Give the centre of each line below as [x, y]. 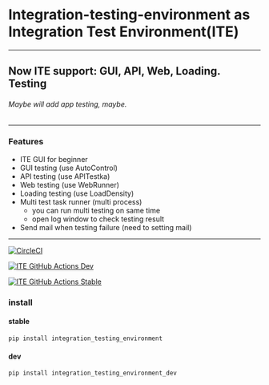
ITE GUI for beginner [54, 159]
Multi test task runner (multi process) [81, 201]
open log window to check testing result [98, 219]
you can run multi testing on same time [96, 210]
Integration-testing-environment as [129, 15]
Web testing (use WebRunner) [70, 184]
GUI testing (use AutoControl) [69, 168]
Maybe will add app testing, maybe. [68, 104]
